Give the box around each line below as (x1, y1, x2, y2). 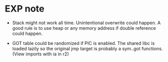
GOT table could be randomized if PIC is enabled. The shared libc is (12, 40, 155, 46)
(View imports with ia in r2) (12, 51, 69, 57)
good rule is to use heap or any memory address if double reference (12, 25, 156, 31)
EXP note (5, 3, 44, 15)
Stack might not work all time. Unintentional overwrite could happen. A (12, 20, 161, 26)
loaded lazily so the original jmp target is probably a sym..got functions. (12, 45, 163, 51)
